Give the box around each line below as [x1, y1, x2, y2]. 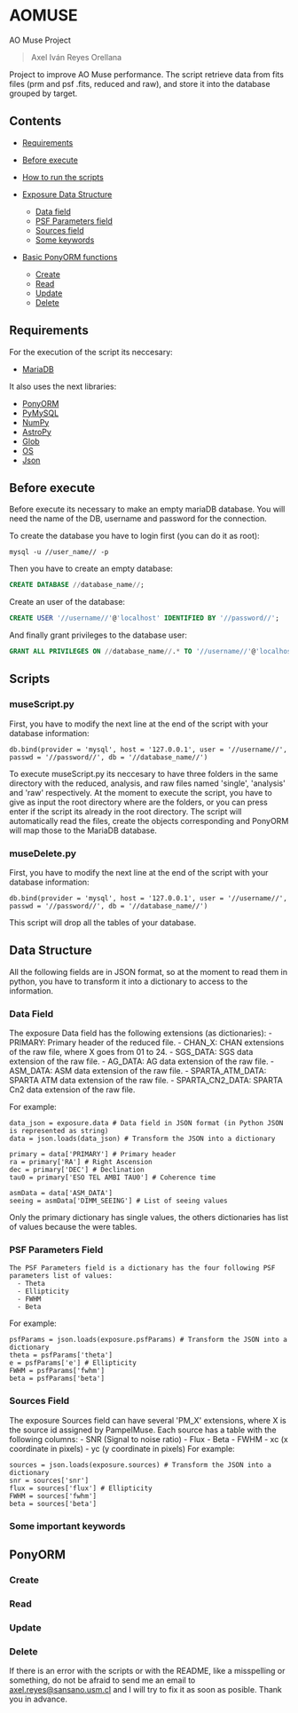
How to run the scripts [21, 171, 104, 182]
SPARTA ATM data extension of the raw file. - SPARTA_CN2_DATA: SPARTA [9, 1075, 284, 1086]
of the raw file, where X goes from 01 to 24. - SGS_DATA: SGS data [9, 1047, 254, 1058]
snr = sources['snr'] [9, 1476, 90, 1485]
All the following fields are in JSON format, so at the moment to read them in [9, 966, 288, 977]
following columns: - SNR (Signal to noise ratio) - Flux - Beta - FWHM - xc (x [9, 1433, 288, 1444]
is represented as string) [9, 1127, 109, 1136]
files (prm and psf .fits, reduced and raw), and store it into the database [9, 78, 271, 89]
